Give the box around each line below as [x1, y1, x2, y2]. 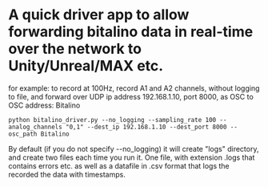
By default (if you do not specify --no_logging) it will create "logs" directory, [8, 144, 259, 153]
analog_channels [8, 123, 62, 131]
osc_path [8, 130, 38, 138]
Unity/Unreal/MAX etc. [8, 57, 164, 75]
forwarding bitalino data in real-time [8, 22, 254, 41]
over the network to [8, 40, 142, 58]
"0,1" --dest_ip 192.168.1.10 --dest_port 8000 [65, 123, 227, 131]
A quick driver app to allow [8, 6, 190, 24]
